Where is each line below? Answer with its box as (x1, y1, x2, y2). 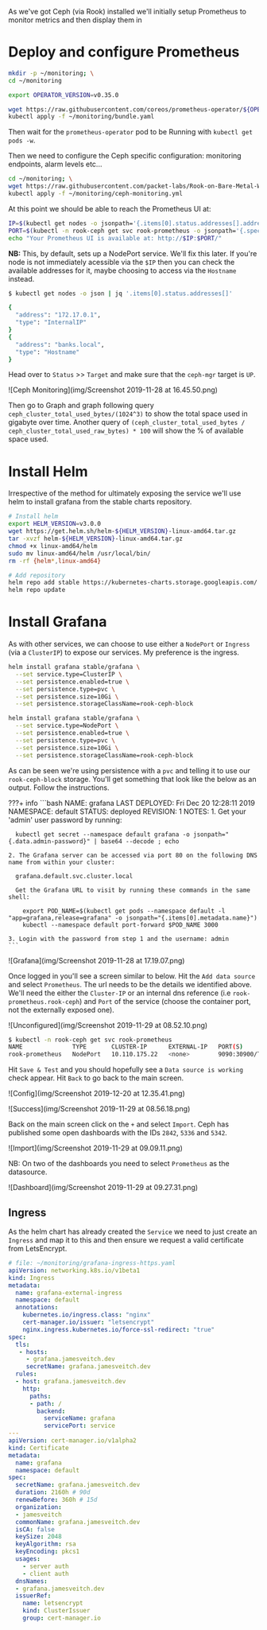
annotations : (15, 1304, 59, 1312)
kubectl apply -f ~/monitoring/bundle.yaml (8, 113, 155, 121)
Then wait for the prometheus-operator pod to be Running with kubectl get (8, 127, 253, 137)
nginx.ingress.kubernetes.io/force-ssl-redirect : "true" (22, 1325, 215, 1333)
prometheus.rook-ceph (8, 998, 80, 1006)
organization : (15, 1503, 62, 1511)
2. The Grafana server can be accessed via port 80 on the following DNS (8, 851, 258, 859)
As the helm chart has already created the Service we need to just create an (8, 1227, 257, 1236)
